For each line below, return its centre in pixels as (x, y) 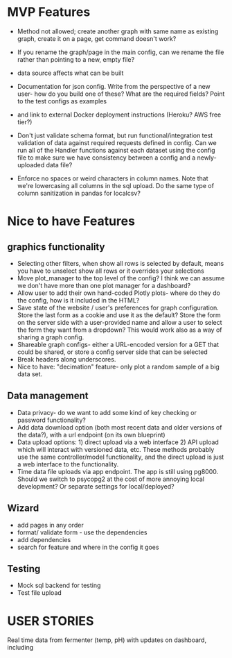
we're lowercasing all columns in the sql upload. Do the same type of (116, 185)
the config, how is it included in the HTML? (78, 300)
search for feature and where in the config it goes (88, 547)
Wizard (23, 508)
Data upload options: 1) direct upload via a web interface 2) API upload (118, 442)
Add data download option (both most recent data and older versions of (119, 427)
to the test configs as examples (62, 101)
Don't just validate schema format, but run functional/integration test (115, 135)
